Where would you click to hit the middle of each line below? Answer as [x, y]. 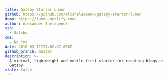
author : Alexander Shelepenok [37, 24]
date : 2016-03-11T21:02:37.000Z [39, 47]
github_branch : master [29, 51]
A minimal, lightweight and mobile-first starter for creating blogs [83, 61]
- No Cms [19, 42]
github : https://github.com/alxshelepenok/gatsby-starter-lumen [73, 14]
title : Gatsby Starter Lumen [35, 10]
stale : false [19, 70]
